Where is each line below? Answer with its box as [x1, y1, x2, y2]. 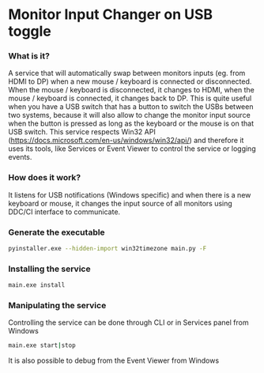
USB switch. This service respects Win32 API [8, 127, 156, 137]
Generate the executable [8, 227, 105, 238]
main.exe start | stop [8, 341, 77, 349]
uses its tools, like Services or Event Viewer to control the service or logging [8, 144, 256, 153]
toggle [8, 22, 51, 40]
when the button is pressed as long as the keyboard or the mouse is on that [8, 119, 255, 128]
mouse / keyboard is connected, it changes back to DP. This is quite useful [8, 93, 252, 104]
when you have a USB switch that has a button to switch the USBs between [8, 102, 254, 111]
